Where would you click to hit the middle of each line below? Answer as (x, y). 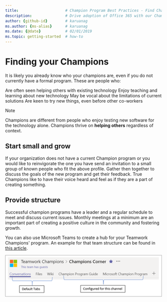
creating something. (26, 184)
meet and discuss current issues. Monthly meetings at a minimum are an (80, 217)
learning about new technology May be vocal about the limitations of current (83, 95)
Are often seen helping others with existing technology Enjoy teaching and (81, 90)
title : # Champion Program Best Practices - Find (80, 10)
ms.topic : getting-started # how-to (44, 37)
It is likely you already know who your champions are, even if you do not (79, 75)
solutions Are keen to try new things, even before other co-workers (74, 101)
